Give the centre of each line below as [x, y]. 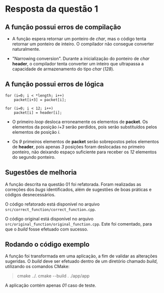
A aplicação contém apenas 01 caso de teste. [51, 285]
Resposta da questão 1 [52, 9]
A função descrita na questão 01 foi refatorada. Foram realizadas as [73, 184]
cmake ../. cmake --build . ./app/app [53, 276]
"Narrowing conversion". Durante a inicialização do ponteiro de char [81, 59]
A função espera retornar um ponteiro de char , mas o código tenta [79, 39]
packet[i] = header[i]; [38, 113]
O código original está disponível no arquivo [49, 219]
